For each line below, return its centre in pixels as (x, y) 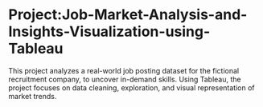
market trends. (33, 96)
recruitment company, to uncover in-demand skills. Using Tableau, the (125, 79)
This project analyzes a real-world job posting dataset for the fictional (124, 70)
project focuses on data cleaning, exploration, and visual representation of (131, 87)
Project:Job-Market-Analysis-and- (128, 15)
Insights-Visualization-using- (109, 32)
